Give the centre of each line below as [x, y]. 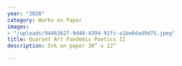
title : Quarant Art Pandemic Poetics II [67, 40]
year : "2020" [26, 14]
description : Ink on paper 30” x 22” [62, 46]
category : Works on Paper [44, 20]
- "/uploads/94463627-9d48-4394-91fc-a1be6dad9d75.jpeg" [91, 33]
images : [18, 26]
